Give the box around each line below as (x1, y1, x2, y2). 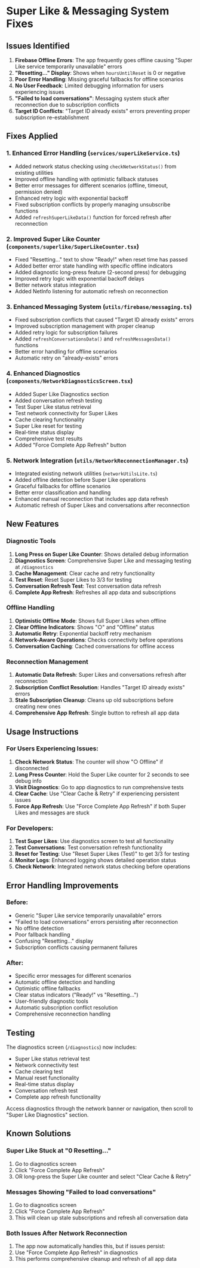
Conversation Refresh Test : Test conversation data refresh (14, 582, 161, 589)
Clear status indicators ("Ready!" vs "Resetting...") (14, 992, 139, 999)
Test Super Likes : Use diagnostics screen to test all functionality (14, 838, 174, 845)
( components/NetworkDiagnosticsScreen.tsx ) (6, 377, 133, 385)
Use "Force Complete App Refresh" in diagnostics (14, 1249, 139, 1256)
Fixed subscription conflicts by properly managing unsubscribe (14, 200, 171, 208)
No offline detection (14, 925, 64, 932)
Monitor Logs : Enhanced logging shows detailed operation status (14, 857, 176, 864)
